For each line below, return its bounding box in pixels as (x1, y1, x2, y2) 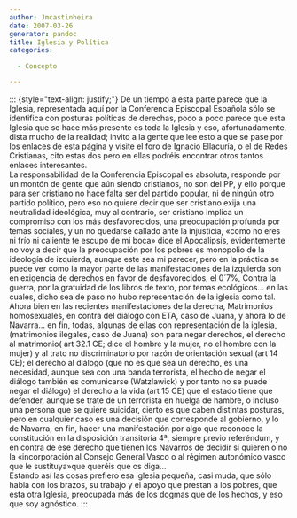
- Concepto (17, 62, 58, 71)
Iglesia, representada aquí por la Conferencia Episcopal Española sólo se (9, 104, 276, 113)
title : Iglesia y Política (9, 37, 109, 47)
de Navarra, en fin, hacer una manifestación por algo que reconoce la (9, 423, 263, 434)
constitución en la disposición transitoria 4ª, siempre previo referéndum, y (9, 433, 280, 443)
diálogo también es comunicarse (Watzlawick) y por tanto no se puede (9, 376, 268, 386)
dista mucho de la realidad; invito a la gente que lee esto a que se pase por (9, 132, 284, 142)
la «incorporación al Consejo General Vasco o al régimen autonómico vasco (9, 452, 286, 461)
